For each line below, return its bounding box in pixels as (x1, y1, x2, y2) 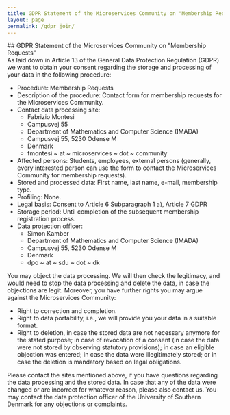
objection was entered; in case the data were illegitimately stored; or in (16, 351, 217, 359)
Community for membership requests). (16, 171, 127, 179)
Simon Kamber (27, 229, 70, 238)
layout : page (7, 16, 44, 23)
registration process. (16, 215, 76, 223)
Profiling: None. (16, 193, 62, 201)
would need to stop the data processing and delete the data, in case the (7, 279, 210, 288)
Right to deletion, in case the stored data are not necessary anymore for (16, 329, 220, 337)
